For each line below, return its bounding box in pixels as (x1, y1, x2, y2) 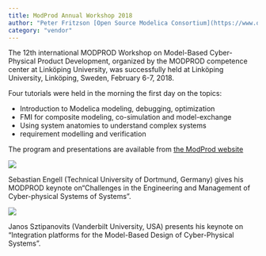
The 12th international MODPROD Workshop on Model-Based (8, 48, 208, 58)
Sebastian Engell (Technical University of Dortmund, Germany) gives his (8, 175, 244, 185)
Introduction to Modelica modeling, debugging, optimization (19, 104, 215, 113)
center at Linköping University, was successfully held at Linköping (8, 65, 224, 75)
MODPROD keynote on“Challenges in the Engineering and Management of (8, 183, 251, 193)
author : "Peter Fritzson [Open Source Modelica (8, 19, 169, 27)
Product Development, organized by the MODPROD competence (36, 56, 248, 66)
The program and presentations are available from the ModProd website (8, 144, 244, 155)
